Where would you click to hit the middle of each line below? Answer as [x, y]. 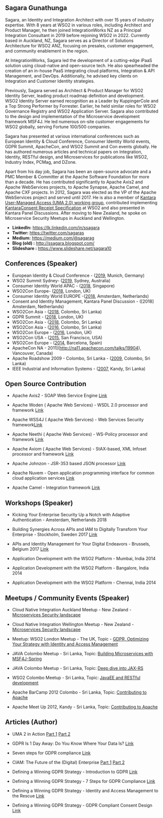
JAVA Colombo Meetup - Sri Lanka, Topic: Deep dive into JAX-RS [78, 668]
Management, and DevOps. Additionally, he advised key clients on [71, 76]
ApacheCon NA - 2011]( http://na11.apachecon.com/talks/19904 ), [77, 348]
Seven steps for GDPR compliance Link [51, 753]
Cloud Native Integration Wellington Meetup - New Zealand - [73, 624]
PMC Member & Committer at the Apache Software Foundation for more [77, 176]
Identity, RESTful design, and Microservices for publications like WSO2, [77, 157]
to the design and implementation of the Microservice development [72, 116]
